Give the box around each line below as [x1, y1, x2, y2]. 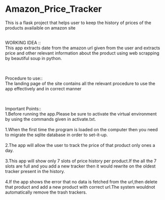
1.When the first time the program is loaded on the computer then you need [5, 126, 158, 132]
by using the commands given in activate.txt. [5, 116, 96, 122]
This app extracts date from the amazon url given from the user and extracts [5, 45, 160, 51]
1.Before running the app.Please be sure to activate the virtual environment [5, 111, 157, 116]
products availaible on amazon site [5, 25, 76, 30]
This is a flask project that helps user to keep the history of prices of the [5, 20, 152, 26]
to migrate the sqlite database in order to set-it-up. [5, 132, 108, 138]
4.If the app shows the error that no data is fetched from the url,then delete [5, 178, 158, 185]
